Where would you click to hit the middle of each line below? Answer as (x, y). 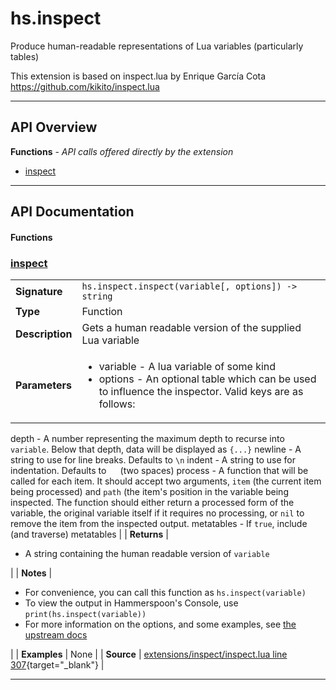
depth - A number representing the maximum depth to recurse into (147, 439)
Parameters (43, 385)
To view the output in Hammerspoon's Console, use (131, 603)
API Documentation (72, 212)
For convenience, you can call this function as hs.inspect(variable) (165, 593)
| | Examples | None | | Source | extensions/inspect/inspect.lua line (149, 654)
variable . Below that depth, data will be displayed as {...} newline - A (156, 449)
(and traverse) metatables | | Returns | (89, 534)
